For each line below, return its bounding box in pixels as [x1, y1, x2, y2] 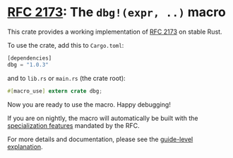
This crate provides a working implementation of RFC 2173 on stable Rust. [7, 27, 222, 36]
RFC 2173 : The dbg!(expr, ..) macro [7, 4, 226, 20]
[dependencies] [7, 54, 52, 62]
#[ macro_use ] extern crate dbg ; [7, 87, 102, 95]
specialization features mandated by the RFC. [7, 121, 140, 130]
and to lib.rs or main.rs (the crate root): [7, 74, 126, 82]
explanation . [7, 142, 44, 151]
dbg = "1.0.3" [7, 61, 49, 68]
